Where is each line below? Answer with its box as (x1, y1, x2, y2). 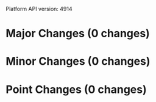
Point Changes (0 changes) (5, 82, 147, 97)
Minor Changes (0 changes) (5, 54, 151, 68)
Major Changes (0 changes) (5, 27, 150, 40)
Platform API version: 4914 (5, 5, 73, 12)
